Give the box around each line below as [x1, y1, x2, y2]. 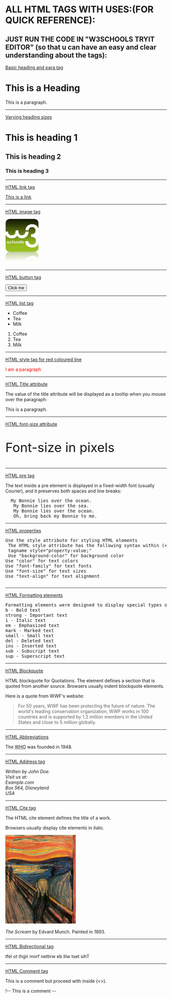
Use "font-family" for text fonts [5, 563, 92, 569]
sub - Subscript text [5, 648, 60, 654]
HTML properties [5, 527, 41, 533]
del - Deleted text [5, 638, 54, 643]
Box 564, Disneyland [5, 785, 50, 791]
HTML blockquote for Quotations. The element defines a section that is [5, 677, 155, 684]
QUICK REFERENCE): [5, 14, 96, 26]
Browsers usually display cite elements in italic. [5, 825, 105, 831]
